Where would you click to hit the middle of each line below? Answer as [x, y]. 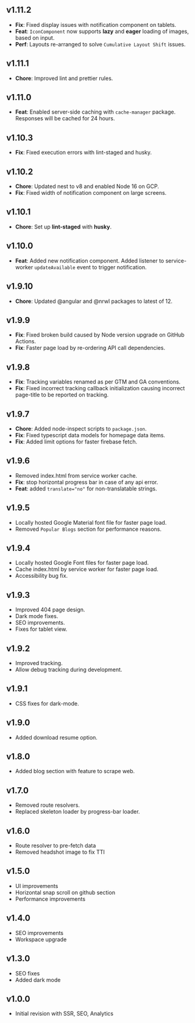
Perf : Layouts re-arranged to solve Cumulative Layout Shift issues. [100, 44]
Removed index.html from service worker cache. [76, 475]
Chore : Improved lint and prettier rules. [64, 78]
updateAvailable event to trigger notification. [90, 267]
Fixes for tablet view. [41, 629]
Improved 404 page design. [50, 610]
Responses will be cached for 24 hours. [65, 118]
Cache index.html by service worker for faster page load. [87, 569]
